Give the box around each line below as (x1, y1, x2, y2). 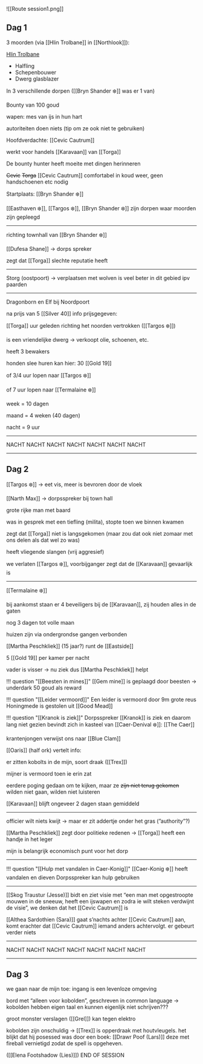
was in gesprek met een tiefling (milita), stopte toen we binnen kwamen (6, 518, 184, 525)
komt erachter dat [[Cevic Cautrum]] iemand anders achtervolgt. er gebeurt (6, 922, 195, 929)
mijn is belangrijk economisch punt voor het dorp (6, 847, 129, 854)
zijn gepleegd (6, 213, 40, 221)
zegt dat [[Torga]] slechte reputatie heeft (6, 257, 108, 264)
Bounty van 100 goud (6, 101, 59, 108)
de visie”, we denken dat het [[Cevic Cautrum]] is (6, 904, 129, 911)
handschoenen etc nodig (6, 178, 68, 185)
